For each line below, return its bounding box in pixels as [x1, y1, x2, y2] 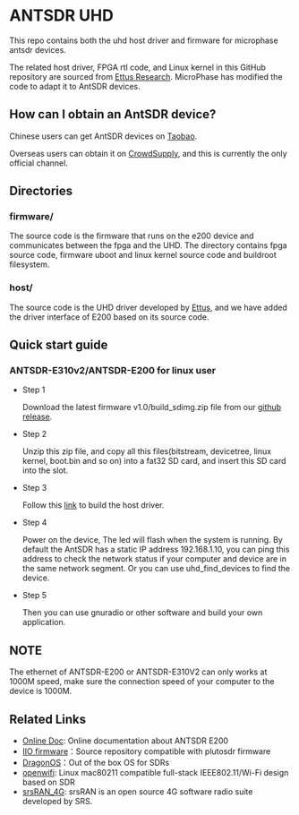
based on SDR [21, 776, 76, 788]
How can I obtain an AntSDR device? [9, 107, 217, 122]
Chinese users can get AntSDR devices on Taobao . [9, 131, 198, 142]
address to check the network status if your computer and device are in [21, 553, 286, 564]
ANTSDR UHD [9, 5, 114, 26]
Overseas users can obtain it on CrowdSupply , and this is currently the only [9, 148, 288, 159]
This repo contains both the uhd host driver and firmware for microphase [9, 35, 279, 46]
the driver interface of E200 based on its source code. [9, 311, 209, 322]
